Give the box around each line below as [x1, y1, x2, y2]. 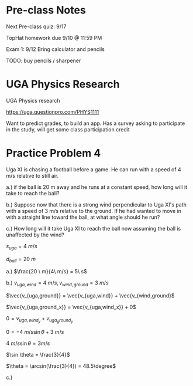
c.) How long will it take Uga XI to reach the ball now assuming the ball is [6, 225, 181, 232]
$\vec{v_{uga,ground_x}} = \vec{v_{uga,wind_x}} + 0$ [6, 303, 136, 311]
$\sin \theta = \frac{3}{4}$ [6, 351, 70, 358]
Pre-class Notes [6, 4, 86, 17]
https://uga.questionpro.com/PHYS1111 [6, 108, 99, 115]
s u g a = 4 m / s [6, 242, 37, 251]
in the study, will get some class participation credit [6, 126, 130, 133]
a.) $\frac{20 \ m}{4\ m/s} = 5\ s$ [6, 268, 88, 275]
